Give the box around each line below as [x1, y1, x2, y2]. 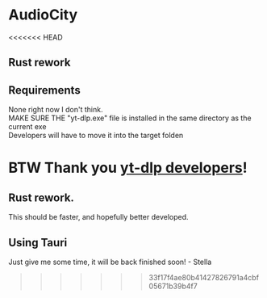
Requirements [8, 83, 81, 97]
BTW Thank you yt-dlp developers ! [8, 159, 248, 177]
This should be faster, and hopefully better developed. [8, 212, 189, 222]
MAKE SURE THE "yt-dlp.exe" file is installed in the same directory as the [8, 113, 252, 123]
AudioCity [8, 6, 78, 24]
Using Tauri [8, 236, 68, 250]
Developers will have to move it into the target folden [8, 131, 184, 141]
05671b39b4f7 [148, 281, 198, 291]
